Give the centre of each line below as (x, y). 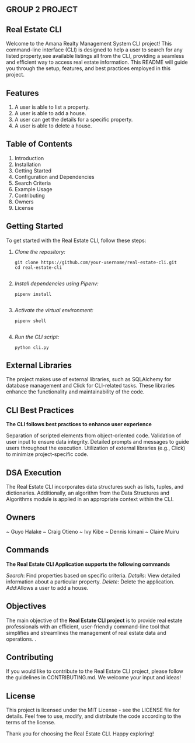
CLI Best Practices (40, 410)
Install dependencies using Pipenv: (57, 284)
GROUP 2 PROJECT (42, 10)
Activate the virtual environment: (54, 310)
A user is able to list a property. (52, 107)
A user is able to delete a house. (53, 126)
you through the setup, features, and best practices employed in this (88, 68)
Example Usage (33, 189)
